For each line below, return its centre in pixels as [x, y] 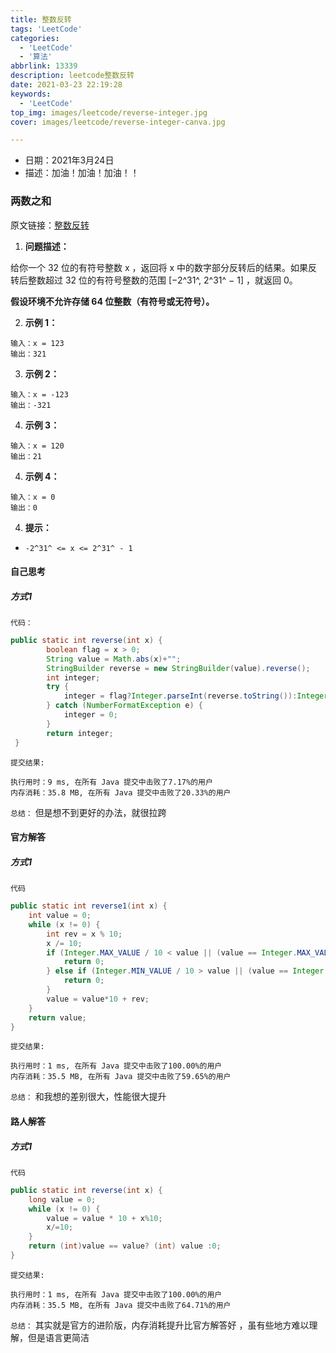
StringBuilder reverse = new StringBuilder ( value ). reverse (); [178, 668]
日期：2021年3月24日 [69, 160]
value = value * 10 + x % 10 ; [104, 1218]
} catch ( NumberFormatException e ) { [124, 706]
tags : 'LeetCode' [46, 29]
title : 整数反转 [41, 19]
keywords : [31, 94]
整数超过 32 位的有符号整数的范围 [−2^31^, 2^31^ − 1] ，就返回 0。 [162, 280]
